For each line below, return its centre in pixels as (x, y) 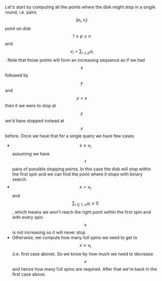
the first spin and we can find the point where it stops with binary (77, 174)
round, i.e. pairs (21, 12)
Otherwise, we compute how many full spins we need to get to (75, 237)
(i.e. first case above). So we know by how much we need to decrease (82, 254)
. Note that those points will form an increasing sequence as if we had (75, 60)
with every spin (27, 217)
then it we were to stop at (30, 105)
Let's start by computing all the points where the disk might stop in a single (80, 7)
